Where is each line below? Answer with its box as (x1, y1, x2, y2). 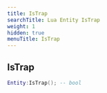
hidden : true (7, 29, 45, 37)
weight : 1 (7, 23, 36, 30)
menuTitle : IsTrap (7, 36, 60, 43)
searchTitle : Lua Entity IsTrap (7, 17, 100, 23)
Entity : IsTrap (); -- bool (7, 79, 81, 86)
